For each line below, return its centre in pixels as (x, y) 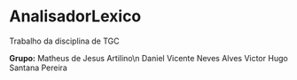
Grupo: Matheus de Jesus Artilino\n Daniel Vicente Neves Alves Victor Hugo (148, 58)
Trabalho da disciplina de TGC (64, 41)
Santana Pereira (39, 68)
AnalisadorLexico (75, 16)
